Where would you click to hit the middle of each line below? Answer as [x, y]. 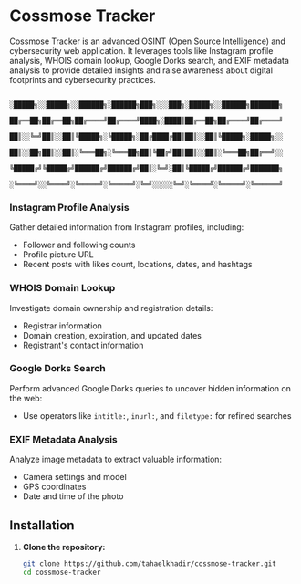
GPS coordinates [54, 487]
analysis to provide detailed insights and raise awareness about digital [141, 70]
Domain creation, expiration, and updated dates [112, 335]
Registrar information [62, 326]
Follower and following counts [79, 245]
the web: [26, 398]
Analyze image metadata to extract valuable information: [115, 459]
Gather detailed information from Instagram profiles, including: [127, 227]
